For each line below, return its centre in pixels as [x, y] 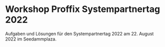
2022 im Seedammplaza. [31, 39]
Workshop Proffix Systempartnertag [83, 9]
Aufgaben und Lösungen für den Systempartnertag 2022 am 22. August [79, 33]
